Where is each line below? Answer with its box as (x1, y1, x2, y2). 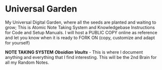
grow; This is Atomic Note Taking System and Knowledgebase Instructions (5, 24, 155, 30)
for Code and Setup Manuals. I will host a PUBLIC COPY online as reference (5, 29, 158, 35)
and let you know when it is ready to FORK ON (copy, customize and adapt (5, 35, 155, 41)
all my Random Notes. (5, 59, 49, 65)
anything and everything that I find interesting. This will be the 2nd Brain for (5, 54, 157, 60)
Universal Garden (5, 3, 77, 14)
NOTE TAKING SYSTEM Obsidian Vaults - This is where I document (5, 49, 143, 55)
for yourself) (5, 40, 30, 45)
